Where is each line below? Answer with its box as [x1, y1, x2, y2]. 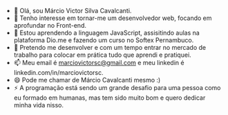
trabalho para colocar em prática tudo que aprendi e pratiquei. [13, 51, 191, 59]
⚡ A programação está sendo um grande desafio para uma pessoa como [13, 84, 221, 91]
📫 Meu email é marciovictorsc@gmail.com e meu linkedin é [13, 59, 184, 67]
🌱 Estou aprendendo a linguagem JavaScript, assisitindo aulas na [13, 28, 200, 37]
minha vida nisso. [13, 101, 64, 109]
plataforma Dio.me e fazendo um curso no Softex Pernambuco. [13, 36, 194, 44]
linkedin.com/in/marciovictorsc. [13, 69, 104, 76]
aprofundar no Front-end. [13, 21, 86, 29]
